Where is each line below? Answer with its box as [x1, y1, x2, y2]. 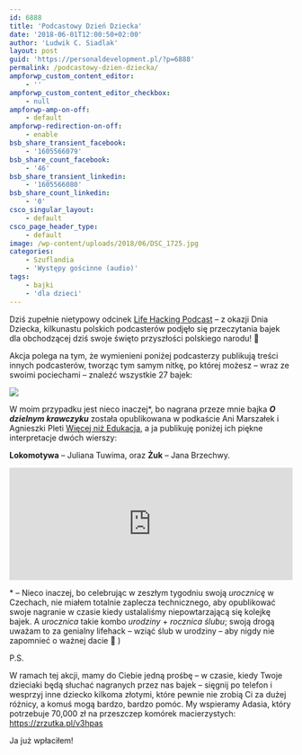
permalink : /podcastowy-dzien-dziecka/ [9, 64, 159, 73]
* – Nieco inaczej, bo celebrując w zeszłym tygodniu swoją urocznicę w [9, 587, 274, 598]
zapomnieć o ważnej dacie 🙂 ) [9, 635, 121, 645]
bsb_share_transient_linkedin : [9, 172, 127, 181]
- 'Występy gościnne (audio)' [25, 264, 139, 273]
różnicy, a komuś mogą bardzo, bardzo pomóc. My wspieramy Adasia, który [9, 698, 291, 709]
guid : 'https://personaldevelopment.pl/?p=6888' [9, 55, 195, 64]
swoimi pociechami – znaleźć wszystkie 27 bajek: [9, 369, 193, 380]
